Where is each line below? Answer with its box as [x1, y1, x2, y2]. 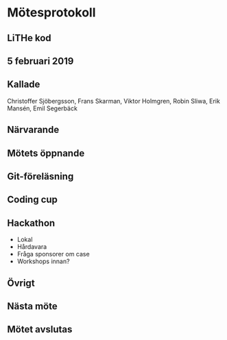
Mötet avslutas [7, 324, 73, 335]
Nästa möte [7, 300, 58, 312]
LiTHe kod [7, 32, 51, 44]
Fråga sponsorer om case [16, 250, 91, 258]
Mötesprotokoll [7, 5, 96, 21]
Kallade [7, 79, 40, 90]
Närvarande [7, 124, 60, 136]
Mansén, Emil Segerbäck [7, 104, 77, 112]
